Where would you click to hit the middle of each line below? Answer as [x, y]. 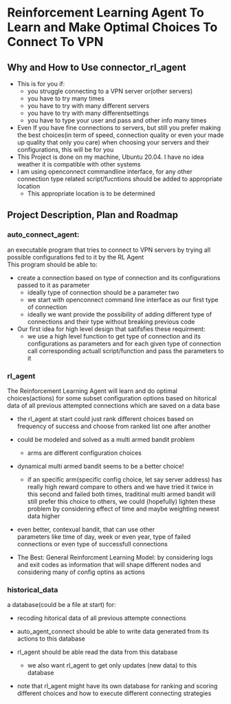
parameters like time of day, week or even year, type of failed [104, 536]
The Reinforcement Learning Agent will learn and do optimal [92, 391]
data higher [44, 516]
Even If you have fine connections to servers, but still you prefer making [119, 128]
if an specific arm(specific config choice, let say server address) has [124, 479]
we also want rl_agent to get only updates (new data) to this [112, 665]
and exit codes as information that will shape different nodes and [109, 564]
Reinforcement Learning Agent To [106, 13]
